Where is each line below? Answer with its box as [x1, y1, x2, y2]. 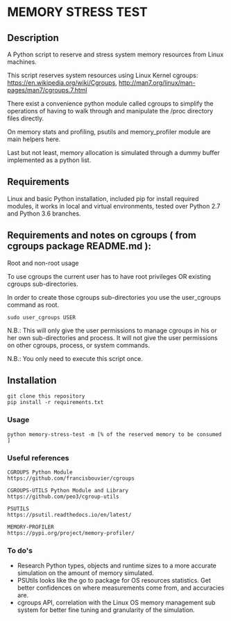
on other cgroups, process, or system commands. [7, 341, 151, 349]
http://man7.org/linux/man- [119, 79, 196, 87]
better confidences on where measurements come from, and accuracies [17, 583, 225, 592]
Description [7, 32, 59, 44]
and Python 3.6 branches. [7, 209, 81, 218]
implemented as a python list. [7, 156, 92, 164]
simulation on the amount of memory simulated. [17, 569, 154, 577]
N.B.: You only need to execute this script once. [7, 354, 144, 362]
